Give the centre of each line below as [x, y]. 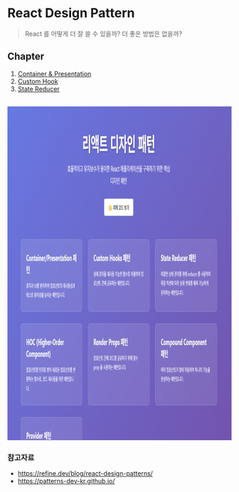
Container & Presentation [54, 73]
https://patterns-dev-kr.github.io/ [66, 481]
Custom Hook [38, 81]
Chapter [26, 57]
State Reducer [39, 89]
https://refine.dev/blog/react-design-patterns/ [85, 473]
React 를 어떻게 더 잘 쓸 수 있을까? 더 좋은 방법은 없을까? [103, 33]
